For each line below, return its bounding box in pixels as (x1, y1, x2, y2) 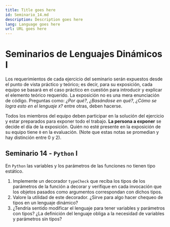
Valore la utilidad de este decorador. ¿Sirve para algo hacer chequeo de (12, 194, 163, 200)
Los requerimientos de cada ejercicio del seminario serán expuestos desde (5, 76, 163, 82)
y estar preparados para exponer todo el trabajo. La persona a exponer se (5, 118, 161, 125)
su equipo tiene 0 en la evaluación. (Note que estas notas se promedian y (5, 129, 159, 135)
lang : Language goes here (5, 21, 60, 27)
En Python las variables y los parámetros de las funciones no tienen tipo (5, 162, 156, 168)
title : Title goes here (5, 7, 56, 13)
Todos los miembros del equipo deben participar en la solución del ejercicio (5, 113, 164, 119)
